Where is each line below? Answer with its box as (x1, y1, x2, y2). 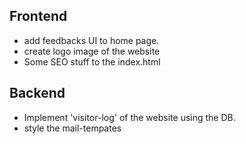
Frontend (9, 8, 68, 25)
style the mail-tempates (23, 122, 122, 134)
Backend (9, 85, 66, 102)
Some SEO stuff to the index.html (23, 55, 161, 68)
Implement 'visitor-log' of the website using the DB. (23, 111, 236, 123)
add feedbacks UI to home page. (23, 34, 160, 46)
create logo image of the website (23, 45, 161, 57)
